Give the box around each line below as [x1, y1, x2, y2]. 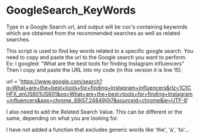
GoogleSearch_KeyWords [6, 4, 136, 17]
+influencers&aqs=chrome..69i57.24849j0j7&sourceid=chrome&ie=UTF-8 [6, 96, 188, 104]
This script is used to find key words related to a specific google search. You [6, 47, 194, 54]
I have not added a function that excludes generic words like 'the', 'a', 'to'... [6, 126, 189, 133]
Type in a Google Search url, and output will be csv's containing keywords [6, 23, 188, 30]
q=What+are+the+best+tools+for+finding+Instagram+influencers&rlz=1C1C [6, 84, 191, 91]
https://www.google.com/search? [20, 78, 103, 85]
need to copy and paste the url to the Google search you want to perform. [6, 53, 187, 61]
